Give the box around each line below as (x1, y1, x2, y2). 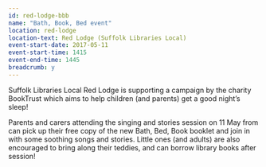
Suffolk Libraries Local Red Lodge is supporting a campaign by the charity (8, 85, 252, 95)
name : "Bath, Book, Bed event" (8, 19, 112, 27)
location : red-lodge (8, 26, 77, 34)
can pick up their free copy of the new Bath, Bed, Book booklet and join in (8, 126, 251, 135)
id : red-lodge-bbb (8, 11, 69, 20)
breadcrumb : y (8, 64, 56, 72)
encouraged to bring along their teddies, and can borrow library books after (8, 142, 256, 152)
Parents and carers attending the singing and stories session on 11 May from (8, 117, 259, 127)
